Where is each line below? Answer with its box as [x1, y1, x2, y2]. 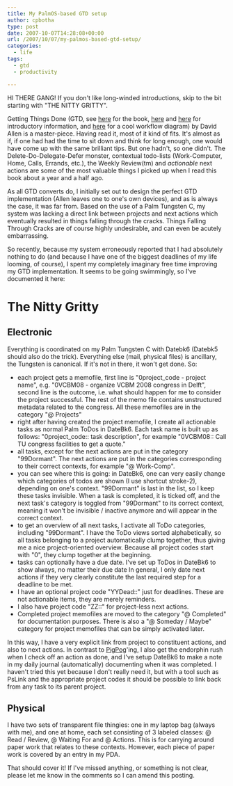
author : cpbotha [7, 17, 54, 24]
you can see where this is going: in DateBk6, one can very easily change [17, 469, 225, 477]
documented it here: [7, 274, 65, 282]
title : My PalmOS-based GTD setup [7, 10, 108, 17]
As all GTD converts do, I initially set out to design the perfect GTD [7, 187, 198, 195]
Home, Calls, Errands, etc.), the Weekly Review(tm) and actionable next [7, 159, 213, 167]
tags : [7, 56, 23, 63]
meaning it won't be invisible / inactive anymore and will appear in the [17, 506, 218, 515]
